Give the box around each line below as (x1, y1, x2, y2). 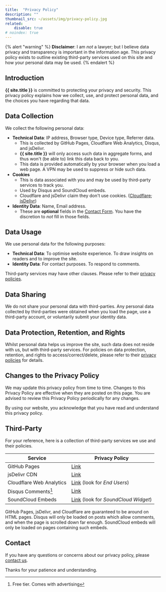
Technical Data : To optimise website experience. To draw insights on (12, 250, 154, 256)
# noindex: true (5, 30, 39, 35)
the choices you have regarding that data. (5, 98, 90, 103)
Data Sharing (5, 290, 46, 298)
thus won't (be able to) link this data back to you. (19, 155, 120, 161)
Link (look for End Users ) (71, 479, 129, 486)
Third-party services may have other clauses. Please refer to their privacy (5, 271, 156, 277)
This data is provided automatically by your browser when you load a (19, 161, 161, 167)
